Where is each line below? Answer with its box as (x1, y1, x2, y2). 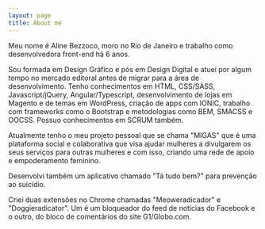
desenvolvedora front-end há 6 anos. (8, 49, 130, 59)
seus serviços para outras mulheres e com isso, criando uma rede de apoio (8, 147, 255, 157)
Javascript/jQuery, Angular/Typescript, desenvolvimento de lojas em (8, 90, 232, 99)
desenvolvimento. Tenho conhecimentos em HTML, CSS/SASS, (8, 81, 216, 91)
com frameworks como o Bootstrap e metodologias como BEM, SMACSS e (8, 106, 253, 116)
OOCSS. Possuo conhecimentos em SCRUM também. (8, 115, 184, 124)
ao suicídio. (8, 179, 46, 189)
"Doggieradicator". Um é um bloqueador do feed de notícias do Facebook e (8, 203, 255, 212)
